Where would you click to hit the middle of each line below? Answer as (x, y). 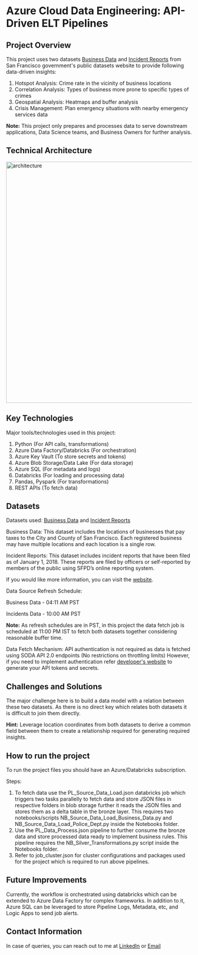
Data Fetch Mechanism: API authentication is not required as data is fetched (98, 649)
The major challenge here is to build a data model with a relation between (95, 701)
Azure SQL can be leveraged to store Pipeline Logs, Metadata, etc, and (92, 907)
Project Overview (39, 45)
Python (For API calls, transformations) (62, 444)
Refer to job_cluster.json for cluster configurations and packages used (100, 855)
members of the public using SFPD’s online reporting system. (80, 568)
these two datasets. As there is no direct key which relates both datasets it (97, 707)
